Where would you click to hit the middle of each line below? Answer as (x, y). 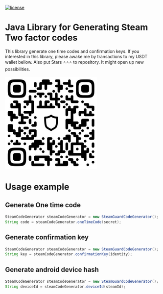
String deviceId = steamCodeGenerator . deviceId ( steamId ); (65, 287)
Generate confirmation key (47, 237)
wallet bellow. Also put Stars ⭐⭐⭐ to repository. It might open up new (75, 62)
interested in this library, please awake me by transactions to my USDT (76, 56)
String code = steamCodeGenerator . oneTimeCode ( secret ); (63, 222)
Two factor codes (41, 38)
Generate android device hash (52, 269)
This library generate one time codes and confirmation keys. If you (72, 51)
